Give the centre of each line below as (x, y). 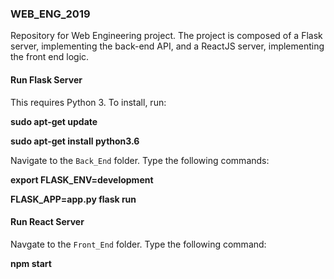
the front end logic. (50, 57)
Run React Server (47, 222)
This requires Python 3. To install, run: (88, 102)
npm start (31, 263)
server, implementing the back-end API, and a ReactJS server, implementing (167, 46)
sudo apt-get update (54, 121)
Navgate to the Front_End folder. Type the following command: (138, 244)
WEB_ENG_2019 (50, 14)
